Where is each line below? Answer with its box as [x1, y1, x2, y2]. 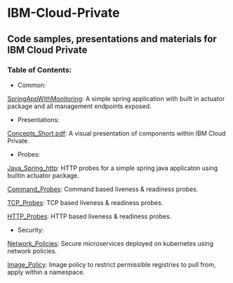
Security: [17, 225, 44, 234]
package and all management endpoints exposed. [7, 102, 152, 110]
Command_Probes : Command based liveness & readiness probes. [7, 185, 199, 193]
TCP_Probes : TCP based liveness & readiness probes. [7, 198, 164, 206]
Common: [17, 81, 46, 89]
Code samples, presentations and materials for [7, 33, 218, 45]
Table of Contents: [7, 65, 72, 74]
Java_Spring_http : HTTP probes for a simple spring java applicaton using [7, 164, 218, 172]
